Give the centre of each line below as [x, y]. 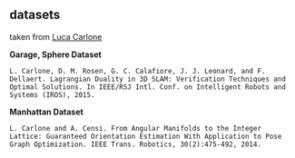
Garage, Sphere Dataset [55, 54]
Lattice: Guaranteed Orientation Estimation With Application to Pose [146, 136]
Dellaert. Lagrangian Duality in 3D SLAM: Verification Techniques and [147, 79]
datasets [35, 15]
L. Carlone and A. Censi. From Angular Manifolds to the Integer [135, 128]
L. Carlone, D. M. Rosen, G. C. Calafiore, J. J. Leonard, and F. [138, 71]
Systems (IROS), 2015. [52, 94]
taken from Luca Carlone [56, 36]
